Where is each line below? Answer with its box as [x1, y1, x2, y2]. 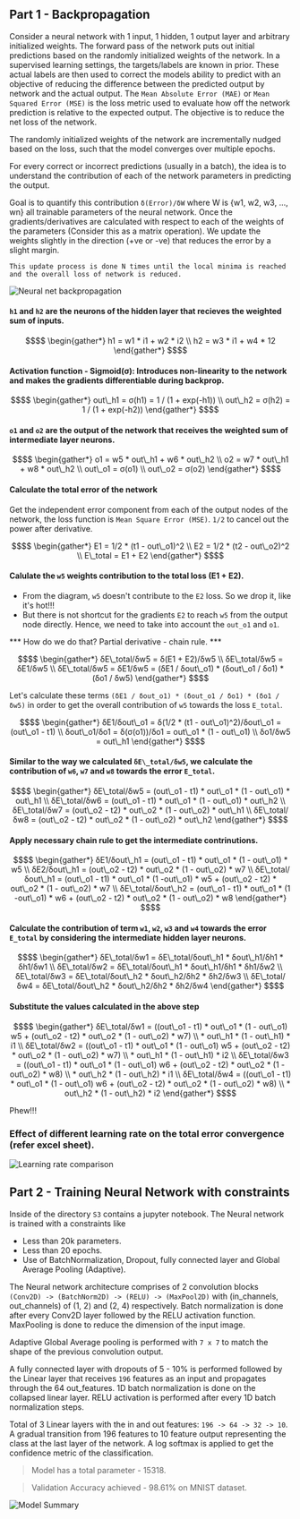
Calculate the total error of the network [9, 484, 159, 495]
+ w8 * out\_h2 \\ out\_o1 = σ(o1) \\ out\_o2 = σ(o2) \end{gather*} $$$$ [19, 464, 282, 474]
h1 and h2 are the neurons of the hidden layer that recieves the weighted [9, 306, 282, 317]
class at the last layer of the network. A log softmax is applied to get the [9, 1438, 274, 1448]
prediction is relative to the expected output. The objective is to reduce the [9, 107, 285, 117]
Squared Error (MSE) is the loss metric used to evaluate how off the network [9, 98, 291, 108]
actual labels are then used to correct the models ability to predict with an [9, 69, 281, 80]
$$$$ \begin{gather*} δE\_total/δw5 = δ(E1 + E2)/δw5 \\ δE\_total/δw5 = [17, 653, 284, 664]
